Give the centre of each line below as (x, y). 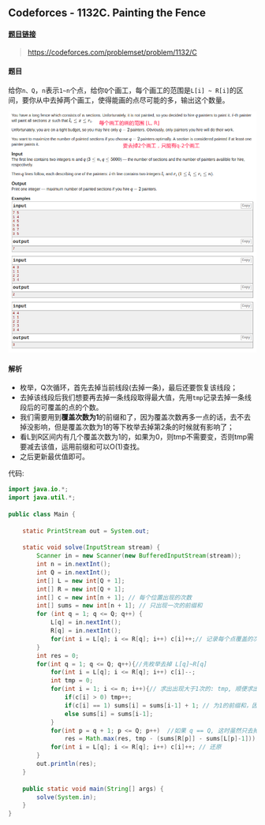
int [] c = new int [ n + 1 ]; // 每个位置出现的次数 (114, 597)
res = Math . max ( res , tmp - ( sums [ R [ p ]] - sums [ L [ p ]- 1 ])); (162, 739)
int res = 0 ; (58, 655)
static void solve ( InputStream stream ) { (91, 547)
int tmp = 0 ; (71, 681)
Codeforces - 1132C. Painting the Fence (107, 13)
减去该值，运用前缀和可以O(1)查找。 (85, 447)
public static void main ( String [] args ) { (93, 789)
